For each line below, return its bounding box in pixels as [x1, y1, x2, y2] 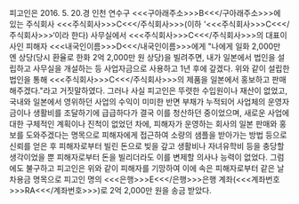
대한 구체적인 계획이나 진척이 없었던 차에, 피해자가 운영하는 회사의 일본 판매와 [9, 119, 278, 129]
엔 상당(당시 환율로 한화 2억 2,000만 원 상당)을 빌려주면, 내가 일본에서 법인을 [9, 52, 276, 62]
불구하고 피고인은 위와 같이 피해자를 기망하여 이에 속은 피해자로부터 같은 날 [25, 163, 285, 173]
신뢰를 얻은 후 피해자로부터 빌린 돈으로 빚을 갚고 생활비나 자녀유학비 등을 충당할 [9, 141, 285, 151]
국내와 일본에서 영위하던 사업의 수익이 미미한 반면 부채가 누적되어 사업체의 [9, 97, 266, 106]
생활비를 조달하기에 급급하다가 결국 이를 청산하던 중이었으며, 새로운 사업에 [32, 107, 290, 118]
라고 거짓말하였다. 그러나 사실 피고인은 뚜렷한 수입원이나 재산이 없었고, [43, 85, 287, 96]
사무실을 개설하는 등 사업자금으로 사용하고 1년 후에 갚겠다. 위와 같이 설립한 [32, 63, 290, 74]
